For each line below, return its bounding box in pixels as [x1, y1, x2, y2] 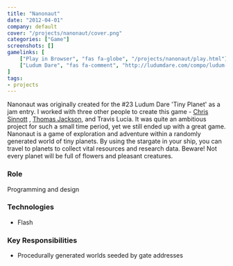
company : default [7, 23, 58, 30]
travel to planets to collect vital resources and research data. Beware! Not [7, 144, 217, 153]
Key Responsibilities [7, 235, 78, 245]
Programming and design [7, 185, 80, 193]
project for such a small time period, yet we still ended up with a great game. [7, 122, 226, 131]
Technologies [7, 202, 54, 212]
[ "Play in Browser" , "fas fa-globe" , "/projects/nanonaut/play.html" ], [19, 56, 231, 63]
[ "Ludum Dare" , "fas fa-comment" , [19, 62, 119, 69]
